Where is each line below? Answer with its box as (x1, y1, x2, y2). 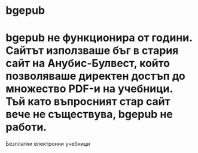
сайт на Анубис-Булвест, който (5, 56, 170, 70)
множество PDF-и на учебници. (5, 82, 173, 96)
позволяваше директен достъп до (5, 70, 186, 83)
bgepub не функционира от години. (5, 31, 193, 45)
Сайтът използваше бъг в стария (5, 44, 179, 58)
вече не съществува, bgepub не (5, 107, 173, 121)
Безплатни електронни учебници (5, 140, 90, 148)
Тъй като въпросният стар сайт (5, 95, 171, 109)
